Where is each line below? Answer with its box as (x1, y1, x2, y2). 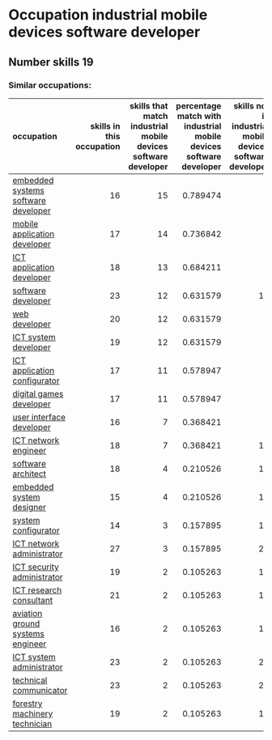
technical (12, 674, 48, 686)
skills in (90, 120, 121, 131)
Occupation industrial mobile (8, 6, 208, 24)
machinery (12, 708, 53, 719)
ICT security (12, 561, 59, 572)
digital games (12, 388, 64, 399)
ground (12, 618, 40, 629)
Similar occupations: (8, 79, 91, 91)
